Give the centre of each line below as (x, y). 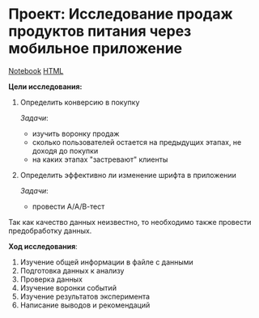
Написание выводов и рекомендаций (85, 305)
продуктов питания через (100, 31)
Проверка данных (51, 279)
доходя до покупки (65, 151)
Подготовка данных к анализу (72, 270)
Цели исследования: (45, 87)
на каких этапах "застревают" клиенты (100, 159)
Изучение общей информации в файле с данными (107, 262)
